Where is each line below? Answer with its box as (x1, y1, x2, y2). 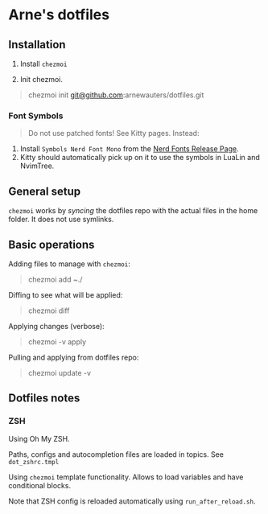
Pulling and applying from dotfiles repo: (8, 352, 139, 362)
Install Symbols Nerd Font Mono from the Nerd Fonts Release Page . (19, 144, 239, 154)
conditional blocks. (8, 480, 71, 490)
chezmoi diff (27, 306, 70, 315)
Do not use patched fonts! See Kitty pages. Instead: (27, 129, 200, 138)
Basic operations (8, 237, 95, 251)
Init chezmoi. (19, 75, 63, 84)
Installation (8, 38, 66, 51)
